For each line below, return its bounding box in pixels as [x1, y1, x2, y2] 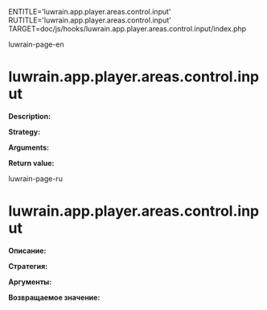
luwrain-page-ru [8, 173, 63, 184]
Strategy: [8, 126, 41, 136]
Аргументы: [8, 277, 52, 287]
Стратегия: [8, 261, 48, 271]
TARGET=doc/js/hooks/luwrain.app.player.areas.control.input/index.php [8, 24, 247, 33]
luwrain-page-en [8, 39, 64, 49]
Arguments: [8, 143, 50, 152]
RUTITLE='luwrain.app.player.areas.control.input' [8, 15, 171, 25]
